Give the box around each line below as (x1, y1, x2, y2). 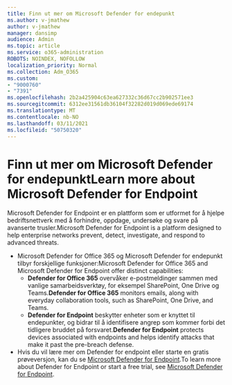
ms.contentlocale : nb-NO (7, 113, 79, 120)
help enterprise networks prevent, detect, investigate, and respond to (7, 231, 206, 240)
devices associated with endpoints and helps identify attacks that (27, 333, 215, 341)
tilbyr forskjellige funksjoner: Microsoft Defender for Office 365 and (17, 259, 208, 268)
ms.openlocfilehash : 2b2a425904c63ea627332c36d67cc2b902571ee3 (7, 95, 194, 101)
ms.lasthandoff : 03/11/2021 (7, 120, 89, 127)
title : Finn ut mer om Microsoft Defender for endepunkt (7, 10, 175, 17)
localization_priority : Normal (7, 62, 98, 69)
